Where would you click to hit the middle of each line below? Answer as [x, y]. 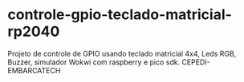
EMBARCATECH [34, 70]
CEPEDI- [196, 62]
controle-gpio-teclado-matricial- [120, 15]
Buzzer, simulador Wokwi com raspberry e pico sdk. [94, 62]
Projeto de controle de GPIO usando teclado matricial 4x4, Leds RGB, [122, 53]
